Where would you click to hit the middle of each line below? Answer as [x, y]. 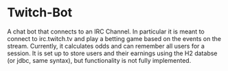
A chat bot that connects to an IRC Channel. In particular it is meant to [106, 31]
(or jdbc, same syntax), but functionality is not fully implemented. [99, 60]
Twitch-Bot [40, 13]
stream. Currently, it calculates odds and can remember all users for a [106, 46]
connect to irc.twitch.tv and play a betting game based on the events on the [114, 38]
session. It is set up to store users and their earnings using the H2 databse [112, 53]
